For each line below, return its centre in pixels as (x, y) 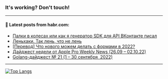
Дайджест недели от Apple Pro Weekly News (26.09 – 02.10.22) (79, 52)
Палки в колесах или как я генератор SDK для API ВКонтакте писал (85, 36)
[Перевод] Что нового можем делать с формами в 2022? (74, 46)
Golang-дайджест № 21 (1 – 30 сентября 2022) (62, 57)
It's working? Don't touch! (37, 7)
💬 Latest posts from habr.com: (37, 24)
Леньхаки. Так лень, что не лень (47, 41)
